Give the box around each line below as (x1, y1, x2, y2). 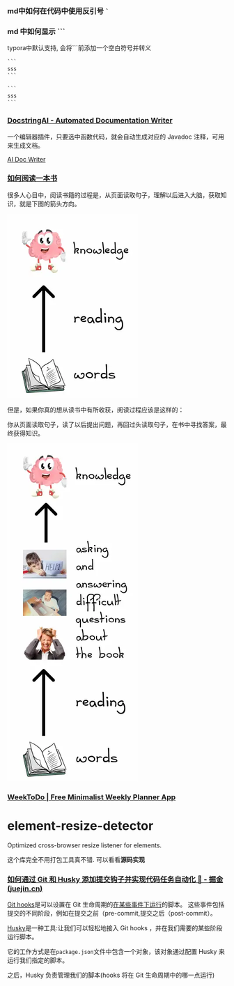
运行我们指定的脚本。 (7, 956, 68, 964)
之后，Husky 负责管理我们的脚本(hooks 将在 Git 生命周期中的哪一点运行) (7, 971, 215, 979)
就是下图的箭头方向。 (19, 199, 81, 208)
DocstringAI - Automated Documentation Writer (7, 116, 173, 125)
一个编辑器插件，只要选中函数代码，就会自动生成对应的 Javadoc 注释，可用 (7, 132, 225, 141)
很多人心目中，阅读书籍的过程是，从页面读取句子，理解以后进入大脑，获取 (7, 190, 221, 199)
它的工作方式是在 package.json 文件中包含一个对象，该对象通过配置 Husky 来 (7, 947, 225, 955)
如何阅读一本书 (7, 174, 58, 183)
